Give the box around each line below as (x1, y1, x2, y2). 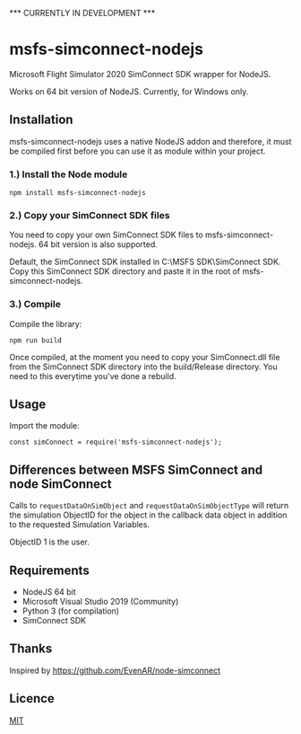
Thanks (9, 641, 53, 657)
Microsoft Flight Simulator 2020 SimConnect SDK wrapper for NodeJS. (9, 68, 271, 79)
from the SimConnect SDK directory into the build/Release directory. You (9, 361, 278, 372)
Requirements (9, 562, 90, 578)
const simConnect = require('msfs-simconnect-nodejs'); (9, 438, 222, 447)
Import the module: (9, 420, 81, 431)
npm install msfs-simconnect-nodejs (9, 189, 146, 198)
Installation (9, 112, 73, 128)
